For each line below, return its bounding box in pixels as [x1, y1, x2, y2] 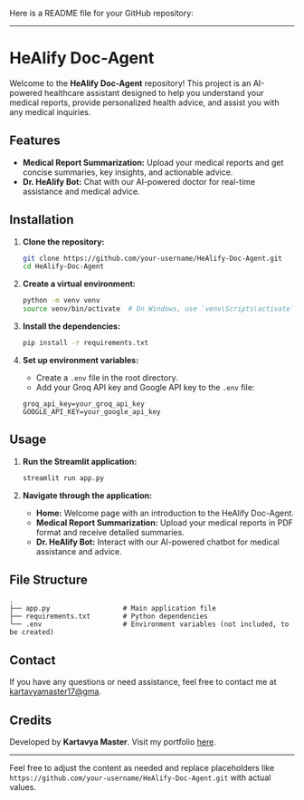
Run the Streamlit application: [22, 456, 138, 467]
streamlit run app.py [22, 473, 104, 483]
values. [9, 782, 36, 793]
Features [9, 133, 61, 149]
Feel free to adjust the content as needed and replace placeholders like [9, 763, 275, 774]
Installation [9, 212, 74, 227]
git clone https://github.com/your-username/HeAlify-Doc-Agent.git [22, 254, 282, 263]
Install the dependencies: [22, 321, 120, 332]
